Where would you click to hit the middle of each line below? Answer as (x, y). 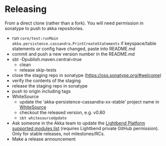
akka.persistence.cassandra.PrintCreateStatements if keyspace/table (84, 43)
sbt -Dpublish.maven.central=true (47, 59)
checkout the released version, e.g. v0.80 (62, 112)
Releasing (26, 9)
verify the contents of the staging (46, 80)
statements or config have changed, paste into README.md (73, 48)
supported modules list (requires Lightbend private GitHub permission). (85, 128)
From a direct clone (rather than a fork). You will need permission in (74, 23)
